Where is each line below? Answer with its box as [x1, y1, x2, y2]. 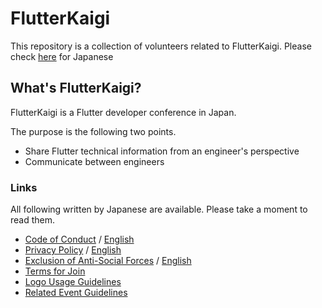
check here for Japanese [10, 50, 114, 62]
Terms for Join [24, 265, 86, 277]
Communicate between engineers [24, 155, 165, 167]
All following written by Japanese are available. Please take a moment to [10, 203, 308, 216]
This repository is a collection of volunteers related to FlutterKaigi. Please [10, 40, 312, 52]
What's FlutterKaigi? [10, 80, 142, 97]
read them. [10, 214, 56, 226]
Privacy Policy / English [24, 244, 122, 256]
